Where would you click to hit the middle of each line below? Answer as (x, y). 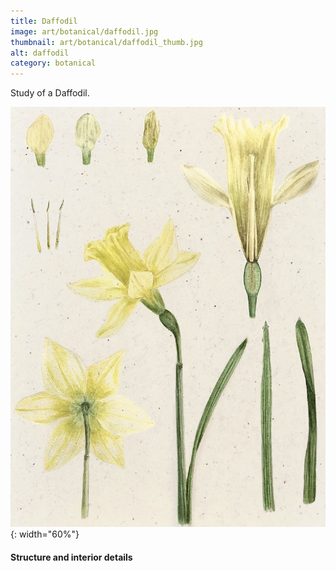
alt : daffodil (40, 53)
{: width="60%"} (45, 534)
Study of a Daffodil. (50, 93)
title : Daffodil (44, 21)
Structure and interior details (71, 557)
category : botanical (53, 63)
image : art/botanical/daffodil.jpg (84, 31)
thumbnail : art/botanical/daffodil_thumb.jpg (106, 42)
